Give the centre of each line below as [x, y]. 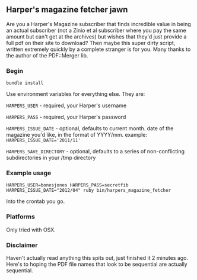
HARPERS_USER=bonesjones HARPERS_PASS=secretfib [67, 185]
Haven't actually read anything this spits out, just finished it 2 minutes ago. [97, 258]
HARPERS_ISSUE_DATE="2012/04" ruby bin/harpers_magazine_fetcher [88, 191]
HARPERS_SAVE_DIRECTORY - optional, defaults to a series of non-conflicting [96, 152]
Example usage [29, 173]
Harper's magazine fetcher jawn [67, 10]
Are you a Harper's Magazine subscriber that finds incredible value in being [99, 24]
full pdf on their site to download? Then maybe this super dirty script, [91, 43]
